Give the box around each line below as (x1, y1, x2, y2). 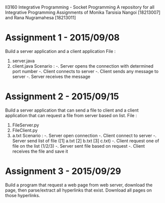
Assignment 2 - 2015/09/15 (5, 91, 119, 102)
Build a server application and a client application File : (5, 48, 116, 54)
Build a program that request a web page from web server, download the (5, 182, 153, 188)
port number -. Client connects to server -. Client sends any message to (12, 68, 159, 74)
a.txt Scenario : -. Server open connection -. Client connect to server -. (12, 132, 157, 138)
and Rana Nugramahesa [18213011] (5, 15, 76, 20)
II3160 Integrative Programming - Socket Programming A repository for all (5, 4, 155, 10)
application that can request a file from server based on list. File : (5, 112, 137, 118)
